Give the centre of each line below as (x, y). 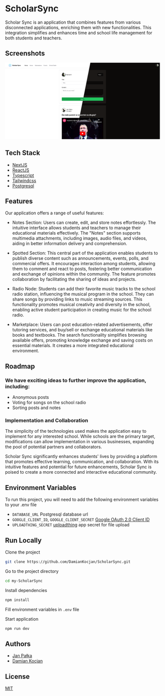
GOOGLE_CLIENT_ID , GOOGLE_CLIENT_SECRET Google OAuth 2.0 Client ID (81, 520)
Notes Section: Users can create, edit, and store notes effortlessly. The (84, 223)
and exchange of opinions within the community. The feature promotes (84, 274)
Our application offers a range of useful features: (55, 213)
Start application (22, 619)
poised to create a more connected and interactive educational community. (81, 472)
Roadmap (20, 366)
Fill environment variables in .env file (42, 609)
